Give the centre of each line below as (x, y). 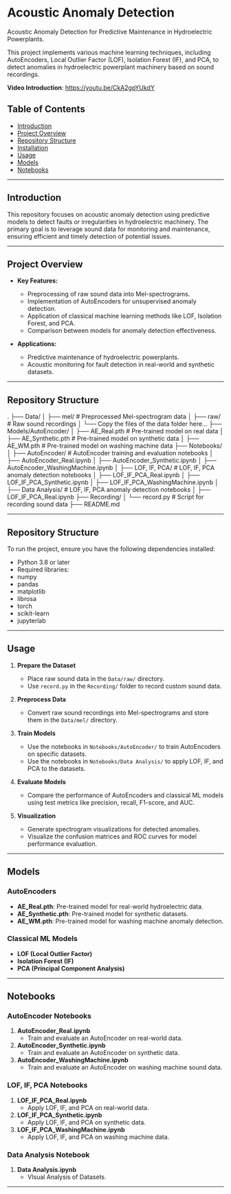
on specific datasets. (57, 754)
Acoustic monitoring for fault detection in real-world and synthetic (121, 365)
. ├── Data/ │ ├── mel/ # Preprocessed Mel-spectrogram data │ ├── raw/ (114, 417)
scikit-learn (33, 613)
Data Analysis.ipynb (47, 1170)
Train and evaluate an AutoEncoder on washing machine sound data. (125, 1067)
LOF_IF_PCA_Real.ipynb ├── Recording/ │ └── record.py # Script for (106, 497)
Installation (33, 148)
